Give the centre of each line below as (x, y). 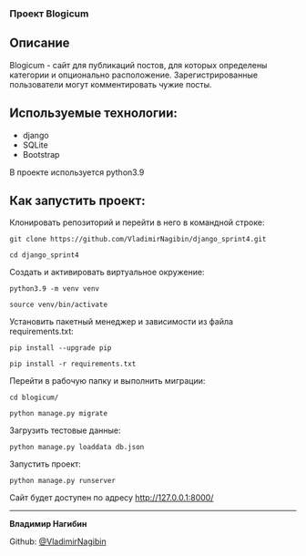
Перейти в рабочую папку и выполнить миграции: (107, 381)
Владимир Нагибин (48, 524)
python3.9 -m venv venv (55, 289)
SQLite (35, 145)
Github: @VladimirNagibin (58, 541)
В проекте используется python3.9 (77, 172)
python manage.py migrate (58, 414)
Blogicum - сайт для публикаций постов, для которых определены (138, 65)
